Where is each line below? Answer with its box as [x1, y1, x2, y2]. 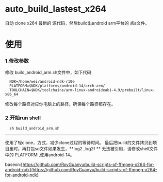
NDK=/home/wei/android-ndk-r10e [9, 79, 75, 84]
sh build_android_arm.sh [9, 126, 60, 131]
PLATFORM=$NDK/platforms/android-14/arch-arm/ [9, 84, 105, 89]
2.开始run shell [5, 114, 41, 121]
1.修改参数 [5, 57, 29, 64]
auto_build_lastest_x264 [5, 3, 107, 15]
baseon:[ [5, 162, 23, 167]
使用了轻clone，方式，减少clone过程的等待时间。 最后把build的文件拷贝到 [5, 140, 153, 146]
